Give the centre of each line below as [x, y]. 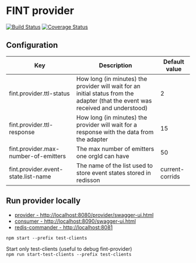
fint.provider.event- [36, 169]
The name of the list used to [115, 166]
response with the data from [115, 132]
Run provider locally [43, 201]
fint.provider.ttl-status [39, 93]
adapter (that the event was [114, 100]
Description [116, 65]
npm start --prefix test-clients [47, 238]
